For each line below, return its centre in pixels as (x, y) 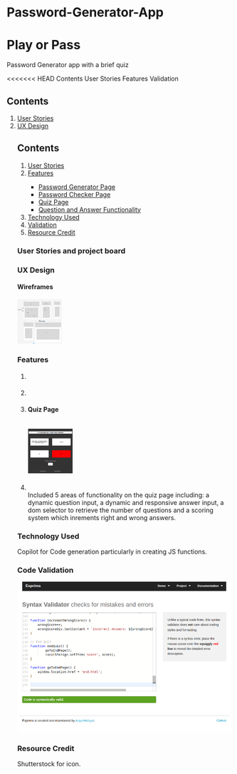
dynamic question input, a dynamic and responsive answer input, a (126, 502)
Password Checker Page (74, 194)
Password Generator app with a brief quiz (68, 65)
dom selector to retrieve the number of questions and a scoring (121, 510)
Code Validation (45, 570)
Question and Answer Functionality (90, 209)
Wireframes (35, 287)
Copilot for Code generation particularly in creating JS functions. (112, 551)
